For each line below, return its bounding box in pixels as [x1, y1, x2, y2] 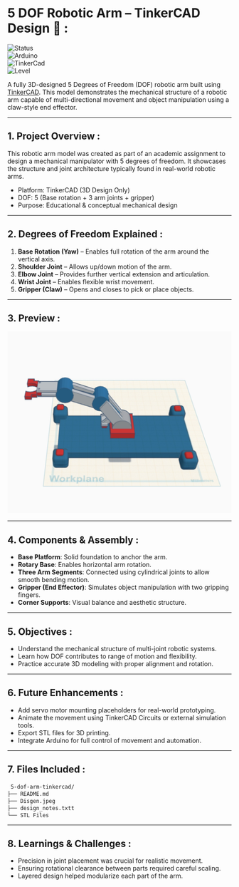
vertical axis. [17, 254, 55, 263]
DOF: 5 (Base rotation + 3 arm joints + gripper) [17, 193, 155, 202]
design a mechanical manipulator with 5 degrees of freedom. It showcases [7, 157, 226, 165]
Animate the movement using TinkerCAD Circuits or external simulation [17, 713, 226, 722]
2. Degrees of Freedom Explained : [7, 228, 164, 240]
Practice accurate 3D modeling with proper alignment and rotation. [17, 660, 213, 668]
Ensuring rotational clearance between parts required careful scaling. [17, 864, 221, 873]
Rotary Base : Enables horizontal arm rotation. [17, 561, 152, 569]
